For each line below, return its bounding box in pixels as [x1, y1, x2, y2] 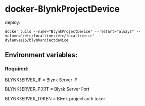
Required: [5, 65, 29, 72]
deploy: [5, 20, 21, 25]
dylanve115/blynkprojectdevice [5, 38, 69, 42]
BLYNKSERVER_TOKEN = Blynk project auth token [5, 95, 106, 101]
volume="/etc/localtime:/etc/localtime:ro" [5, 33, 95, 38]
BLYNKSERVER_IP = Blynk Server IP [5, 77, 78, 83]
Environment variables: [5, 51, 78, 59]
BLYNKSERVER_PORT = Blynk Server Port [5, 86, 90, 92]
